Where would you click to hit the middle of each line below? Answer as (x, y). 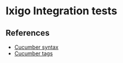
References (28, 33)
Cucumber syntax (36, 47)
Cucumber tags (34, 53)
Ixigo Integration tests (61, 11)
